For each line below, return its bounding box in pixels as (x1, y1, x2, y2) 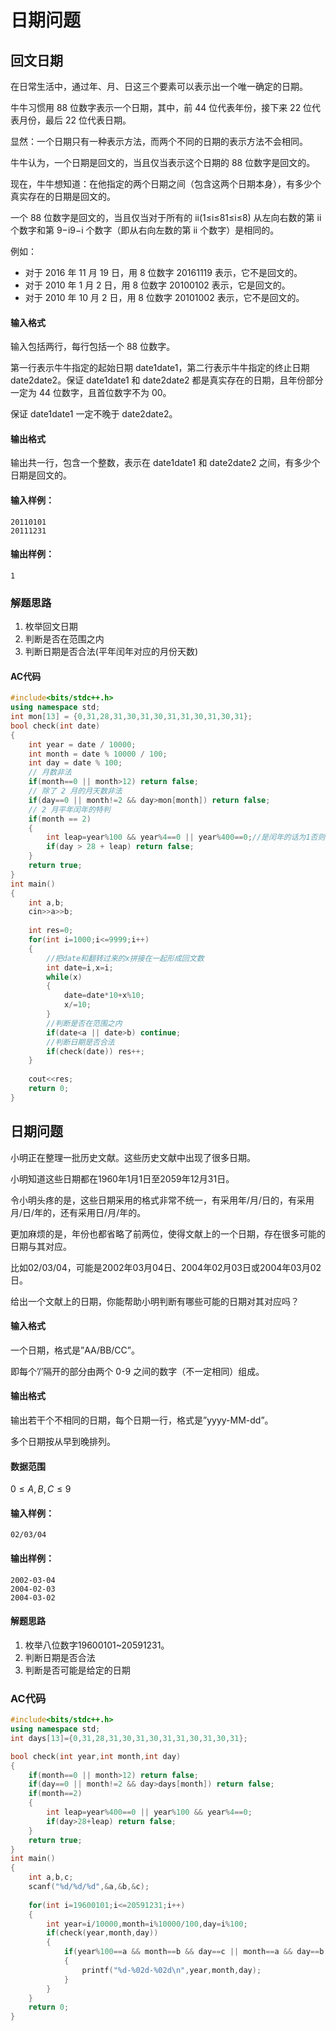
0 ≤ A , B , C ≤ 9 (10, 1483, 72, 1495)
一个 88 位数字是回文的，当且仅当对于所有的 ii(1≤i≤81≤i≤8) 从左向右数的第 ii (10, 212, 322, 223)
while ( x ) (46, 972, 83, 982)
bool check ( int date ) (10, 721, 101, 731)
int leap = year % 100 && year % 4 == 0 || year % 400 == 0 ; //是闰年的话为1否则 (46, 832, 326, 843)
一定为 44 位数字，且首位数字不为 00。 (10, 387, 172, 399)
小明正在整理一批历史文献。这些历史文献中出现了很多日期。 (10, 1151, 256, 1163)
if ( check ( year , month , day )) (46, 1928, 159, 1938)
